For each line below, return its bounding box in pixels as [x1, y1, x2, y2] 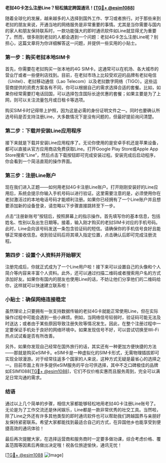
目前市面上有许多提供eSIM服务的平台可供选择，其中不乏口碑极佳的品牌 [13, 362, 159, 368]
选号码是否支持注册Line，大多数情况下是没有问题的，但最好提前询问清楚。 [5, 114, 157, 120]
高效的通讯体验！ [9, 425, 44, 431]
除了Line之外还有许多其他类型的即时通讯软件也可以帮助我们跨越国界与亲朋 [5, 413, 157, 419]
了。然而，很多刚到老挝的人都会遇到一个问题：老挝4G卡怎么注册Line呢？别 [5, 34, 159, 40]
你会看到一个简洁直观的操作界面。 [5, 158, 75, 164]
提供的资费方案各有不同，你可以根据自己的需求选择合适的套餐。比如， [13, 84, 157, 91]
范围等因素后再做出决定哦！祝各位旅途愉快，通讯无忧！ [9, 442, 122, 448]
